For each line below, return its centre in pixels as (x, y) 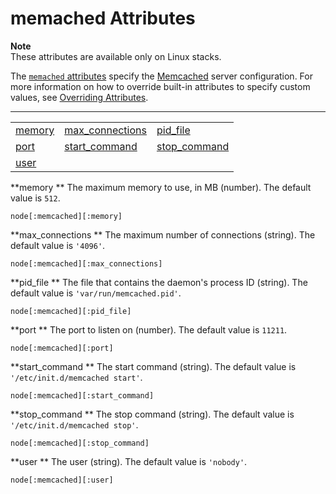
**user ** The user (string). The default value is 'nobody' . (129, 461)
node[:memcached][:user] (62, 480)
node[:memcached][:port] (62, 348)
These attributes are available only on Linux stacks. (116, 56)
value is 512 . (35, 198)
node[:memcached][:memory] (66, 216)
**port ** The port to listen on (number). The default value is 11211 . (149, 329)
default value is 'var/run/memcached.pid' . (96, 293)
